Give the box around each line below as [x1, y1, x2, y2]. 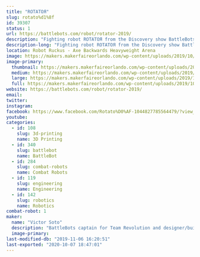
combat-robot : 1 [6, 208, 46, 215]
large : [11, 75, 28, 81]
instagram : [6, 103, 33, 109]
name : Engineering [17, 186, 62, 192]
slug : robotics [17, 197, 55, 203]
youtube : [6, 114, 28, 120]
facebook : [6, 109, 31, 114]
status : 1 [6, 25, 31, 32]
